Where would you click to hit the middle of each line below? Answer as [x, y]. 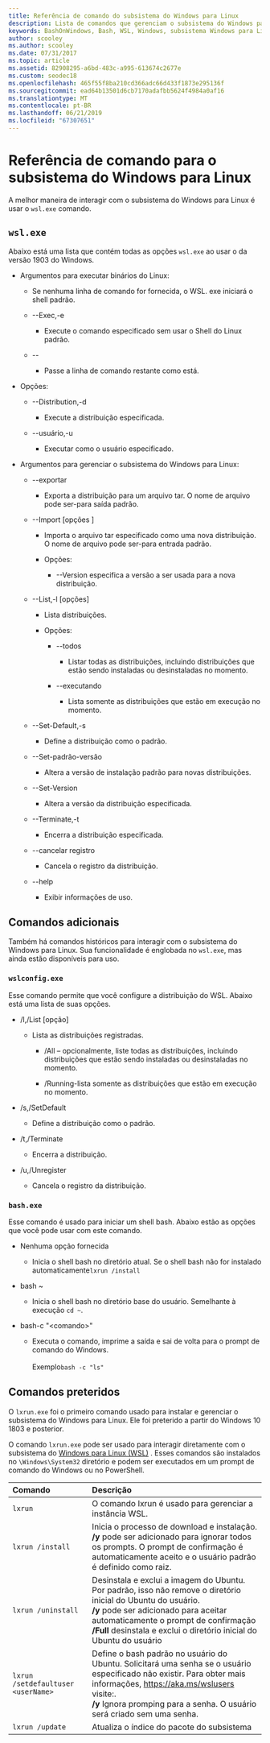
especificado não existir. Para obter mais [169, 1674]
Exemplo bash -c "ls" [68, 1367]
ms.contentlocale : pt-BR [50, 106]
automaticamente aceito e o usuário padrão [174, 1557]
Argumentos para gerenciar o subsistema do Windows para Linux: [129, 464]
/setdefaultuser [43, 1683]
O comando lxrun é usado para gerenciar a [173, 1503]
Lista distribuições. [75, 615]
